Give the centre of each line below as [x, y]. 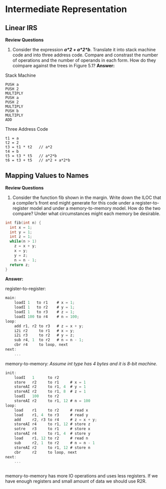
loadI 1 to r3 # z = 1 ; [44, 312]
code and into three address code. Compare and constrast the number [85, 55]
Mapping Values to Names [47, 176]
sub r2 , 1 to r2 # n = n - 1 [54, 443]
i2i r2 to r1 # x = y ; [44, 331]
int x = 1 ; [21, 227]
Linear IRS [21, 28]
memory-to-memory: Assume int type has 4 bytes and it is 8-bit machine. [81, 363]
